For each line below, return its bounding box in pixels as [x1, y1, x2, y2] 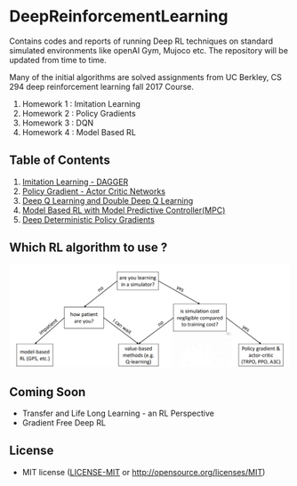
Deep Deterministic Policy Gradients [21, 214, 156, 224]
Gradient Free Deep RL [21, 417, 107, 428]
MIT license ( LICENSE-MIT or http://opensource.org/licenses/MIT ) [21, 466, 266, 477]
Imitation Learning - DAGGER [21, 176, 129, 187]
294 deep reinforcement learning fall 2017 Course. [9, 81, 194, 92]
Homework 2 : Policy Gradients [21, 108, 136, 118]
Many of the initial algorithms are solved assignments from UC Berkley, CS [9, 71, 283, 82]
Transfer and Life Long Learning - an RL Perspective [21, 408, 215, 418]
